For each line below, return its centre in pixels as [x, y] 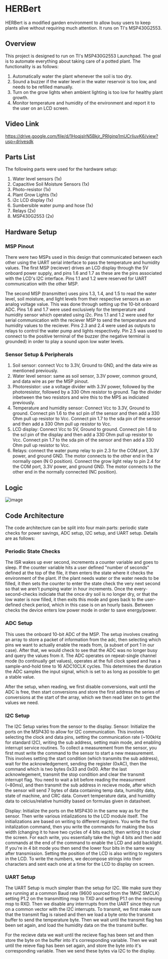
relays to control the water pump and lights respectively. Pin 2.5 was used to [84, 331]
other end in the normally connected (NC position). [65, 472]
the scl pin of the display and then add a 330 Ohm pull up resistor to [82, 435]
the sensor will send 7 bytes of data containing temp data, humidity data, [80, 790]
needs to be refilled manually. [43, 87]
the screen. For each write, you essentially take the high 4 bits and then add [83, 837]
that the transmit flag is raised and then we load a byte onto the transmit [79, 915]
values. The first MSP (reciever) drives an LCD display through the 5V [77, 268]
